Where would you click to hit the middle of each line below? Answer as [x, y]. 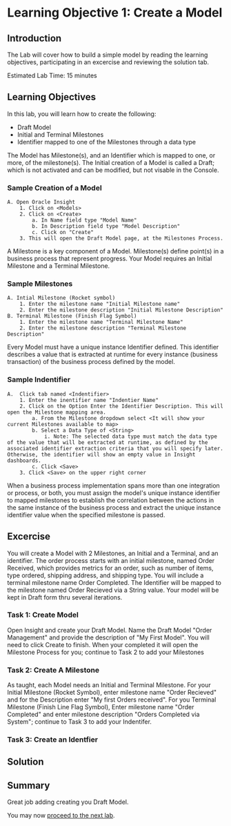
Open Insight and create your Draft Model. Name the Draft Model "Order [110, 630]
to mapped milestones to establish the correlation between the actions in [111, 500]
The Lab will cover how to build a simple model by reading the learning [108, 55]
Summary [29, 785]
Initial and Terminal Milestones [60, 134]
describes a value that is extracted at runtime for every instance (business [113, 354]
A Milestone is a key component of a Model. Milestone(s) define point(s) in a [115, 251]
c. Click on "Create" [63, 233]
